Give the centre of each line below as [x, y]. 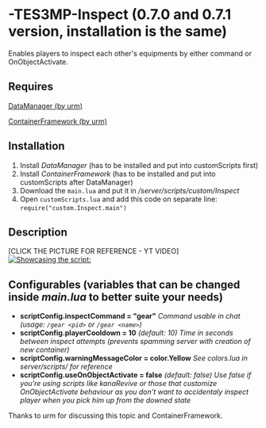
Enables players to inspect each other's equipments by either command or [130, 53]
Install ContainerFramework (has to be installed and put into [118, 174]
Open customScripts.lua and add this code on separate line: [118, 199]
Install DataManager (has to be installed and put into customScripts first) [139, 165]
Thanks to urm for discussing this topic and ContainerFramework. [116, 416]
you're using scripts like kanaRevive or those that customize [118, 384]
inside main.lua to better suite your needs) [116, 297]
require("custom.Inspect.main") [73, 208]
